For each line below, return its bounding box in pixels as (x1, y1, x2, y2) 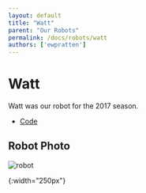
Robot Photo (8, 139, 71, 153)
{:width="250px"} (8, 176, 66, 185)
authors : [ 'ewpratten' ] (8, 41, 87, 49)
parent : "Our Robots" (8, 26, 80, 34)
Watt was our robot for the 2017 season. (8, 101, 139, 111)
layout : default (8, 11, 62, 20)
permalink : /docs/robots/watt (8, 33, 108, 42)
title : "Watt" (8, 19, 55, 27)
